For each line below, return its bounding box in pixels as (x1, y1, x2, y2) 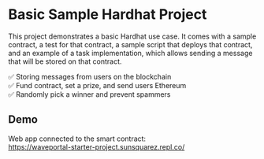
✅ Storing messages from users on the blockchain (8, 72, 172, 81)
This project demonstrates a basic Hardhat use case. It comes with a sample (8, 31, 257, 41)
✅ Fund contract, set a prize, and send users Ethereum (8, 80, 187, 90)
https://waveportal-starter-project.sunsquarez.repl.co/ (8, 142, 185, 151)
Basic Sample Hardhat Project (8, 6, 207, 24)
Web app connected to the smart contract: (8, 134, 147, 143)
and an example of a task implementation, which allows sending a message (8, 48, 253, 57)
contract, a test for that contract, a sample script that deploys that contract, (8, 39, 253, 49)
